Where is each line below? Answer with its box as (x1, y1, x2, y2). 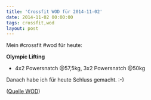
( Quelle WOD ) (6, 87, 41, 95)
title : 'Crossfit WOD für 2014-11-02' (6, 8, 103, 15)
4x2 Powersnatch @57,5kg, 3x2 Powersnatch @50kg (14, 65, 146, 72)
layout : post (6, 25, 39, 32)
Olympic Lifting (6, 53, 45, 60)
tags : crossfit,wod (6, 20, 55, 26)
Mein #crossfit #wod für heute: (6, 42, 82, 49)
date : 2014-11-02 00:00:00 (6, 14, 73, 20)
